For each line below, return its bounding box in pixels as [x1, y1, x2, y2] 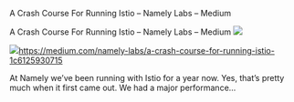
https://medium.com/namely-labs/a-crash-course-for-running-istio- [18, 46, 276, 56]
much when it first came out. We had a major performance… [9, 82, 236, 93]
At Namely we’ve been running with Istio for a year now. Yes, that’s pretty [9, 73, 285, 83]
